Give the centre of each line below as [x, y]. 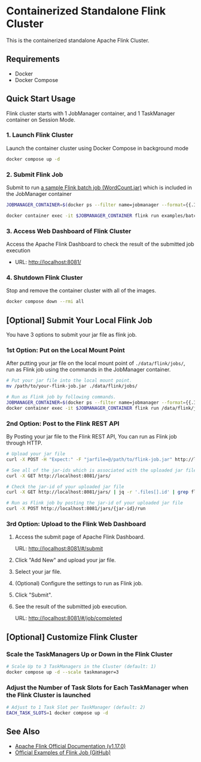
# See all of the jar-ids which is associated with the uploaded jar [95, 470]
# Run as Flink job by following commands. [61, 397]
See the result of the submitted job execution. [71, 607]
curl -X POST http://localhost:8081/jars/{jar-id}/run [76, 509]
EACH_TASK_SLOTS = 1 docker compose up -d [57, 713]
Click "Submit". [33, 595]
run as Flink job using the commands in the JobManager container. [89, 370]
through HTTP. [25, 443]
